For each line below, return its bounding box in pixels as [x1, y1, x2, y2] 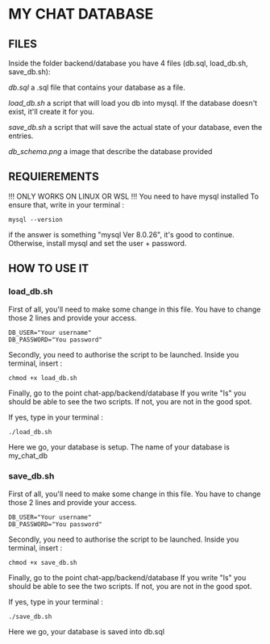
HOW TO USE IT [8, 261, 89, 275]
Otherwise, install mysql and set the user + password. [8, 238, 187, 248]
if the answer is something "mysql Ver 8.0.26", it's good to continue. [8, 229, 235, 239]
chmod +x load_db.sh [8, 374, 78, 382]
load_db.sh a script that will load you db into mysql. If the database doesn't [8, 98, 258, 107]
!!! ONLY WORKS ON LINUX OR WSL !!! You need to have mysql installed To [8, 191, 260, 201]
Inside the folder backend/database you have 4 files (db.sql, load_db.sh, [8, 58, 248, 68]
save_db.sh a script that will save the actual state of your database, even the [8, 123, 263, 132]
